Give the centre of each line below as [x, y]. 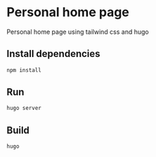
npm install [24, 70]
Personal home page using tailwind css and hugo [78, 32]
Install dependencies [53, 54]
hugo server [24, 108]
